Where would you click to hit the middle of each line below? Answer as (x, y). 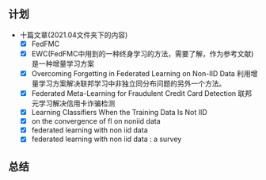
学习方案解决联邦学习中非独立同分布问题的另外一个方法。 (132, 83)
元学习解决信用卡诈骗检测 (73, 103)
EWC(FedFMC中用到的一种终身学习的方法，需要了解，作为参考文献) (142, 53)
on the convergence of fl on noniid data (96, 121)
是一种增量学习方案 (63, 63)
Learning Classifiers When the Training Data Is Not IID (119, 113)
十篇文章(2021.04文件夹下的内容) (74, 35)
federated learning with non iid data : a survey (106, 139)
